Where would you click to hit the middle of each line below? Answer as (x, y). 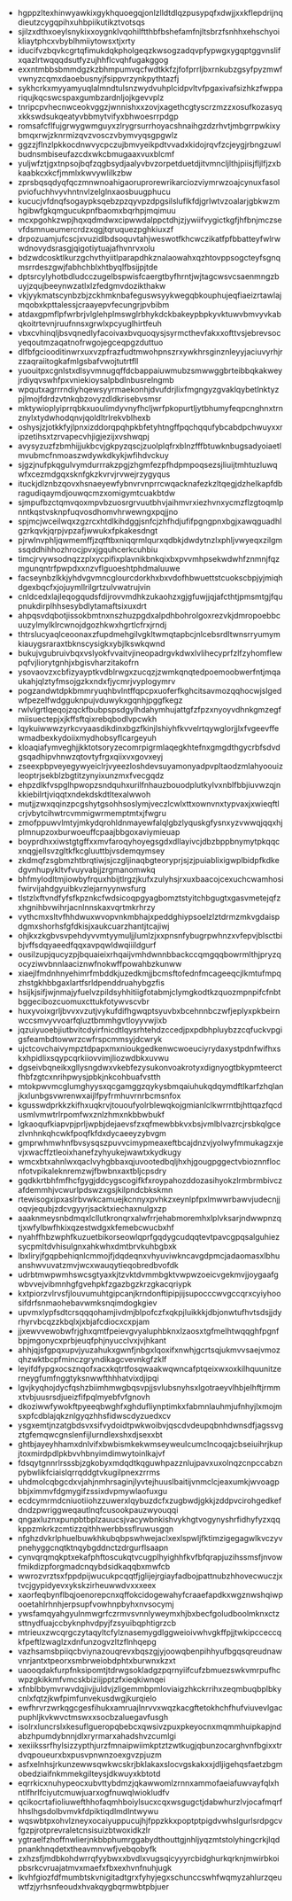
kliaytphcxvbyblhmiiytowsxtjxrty (76, 41)
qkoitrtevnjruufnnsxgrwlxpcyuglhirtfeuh (89, 323)
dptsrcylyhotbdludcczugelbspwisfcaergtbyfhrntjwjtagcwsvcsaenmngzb (149, 277)
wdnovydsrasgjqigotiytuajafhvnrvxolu (86, 248)
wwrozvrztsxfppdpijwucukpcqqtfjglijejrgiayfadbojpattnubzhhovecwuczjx (150, 1576)
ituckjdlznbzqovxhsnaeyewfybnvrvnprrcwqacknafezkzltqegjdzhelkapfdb (150, 483)
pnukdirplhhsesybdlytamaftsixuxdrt (82, 606)
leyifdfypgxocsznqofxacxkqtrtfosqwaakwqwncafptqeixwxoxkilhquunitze (149, 1369)
